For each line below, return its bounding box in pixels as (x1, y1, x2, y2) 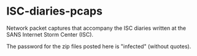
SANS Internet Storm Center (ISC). (6, 30, 94, 38)
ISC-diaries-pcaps (6, 4, 103, 18)
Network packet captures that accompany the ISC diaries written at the (6, 24, 186, 32)
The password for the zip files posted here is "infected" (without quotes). (6, 43, 191, 50)
